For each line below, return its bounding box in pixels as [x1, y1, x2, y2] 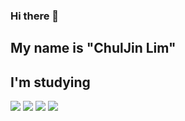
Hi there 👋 [10, 9, 60, 23]
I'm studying [10, 74, 91, 91]
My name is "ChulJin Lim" [10, 40, 177, 57]
